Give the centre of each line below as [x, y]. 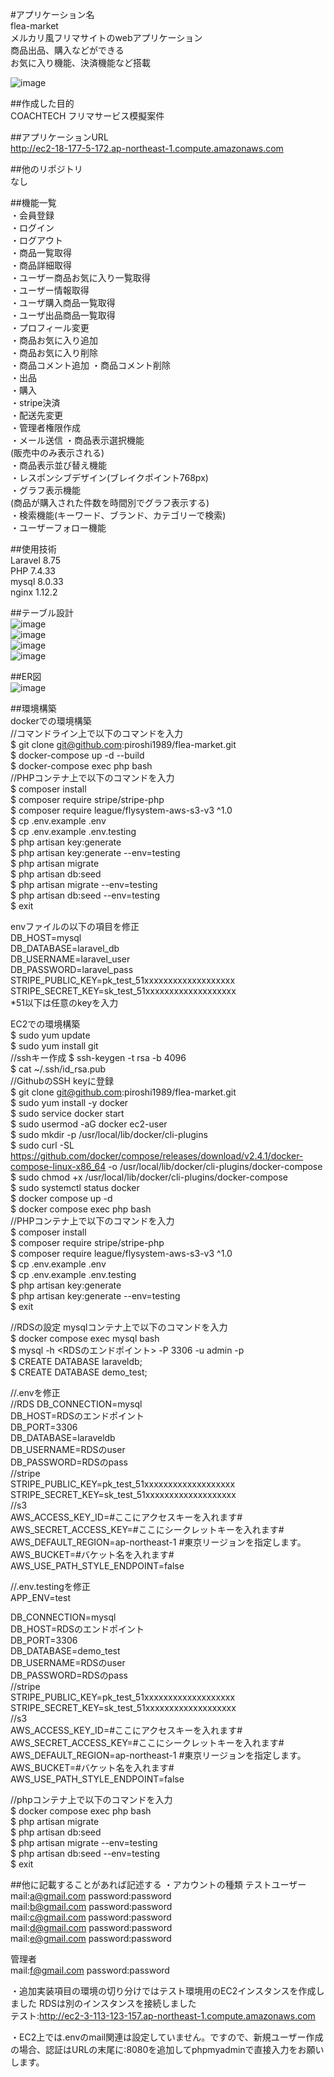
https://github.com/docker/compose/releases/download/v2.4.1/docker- [157, 1156]
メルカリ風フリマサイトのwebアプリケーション [106, 37]
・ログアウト [36, 240]
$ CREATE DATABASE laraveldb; [76, 1361]
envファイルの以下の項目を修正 [75, 926]
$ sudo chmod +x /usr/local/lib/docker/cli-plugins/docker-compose [149, 1177]
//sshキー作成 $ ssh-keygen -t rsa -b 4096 [98, 1057]
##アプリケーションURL [59, 137]
